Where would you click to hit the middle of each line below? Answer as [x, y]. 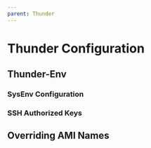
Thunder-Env [37, 74]
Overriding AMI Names [58, 136]
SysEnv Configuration [46, 94]
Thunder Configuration [76, 48]
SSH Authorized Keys [45, 113]
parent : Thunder [31, 14]
